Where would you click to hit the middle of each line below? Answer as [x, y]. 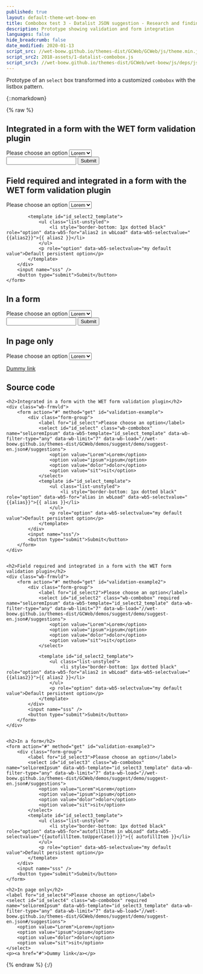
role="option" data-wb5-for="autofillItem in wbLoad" [76, 831]
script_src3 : [23, 62]
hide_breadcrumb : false [36, 40]
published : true [27, 12]
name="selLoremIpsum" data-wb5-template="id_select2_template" [88, 603]
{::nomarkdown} [27, 98]
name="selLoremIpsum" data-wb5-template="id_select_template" [86, 433]
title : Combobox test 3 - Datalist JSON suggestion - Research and [93, 23]
